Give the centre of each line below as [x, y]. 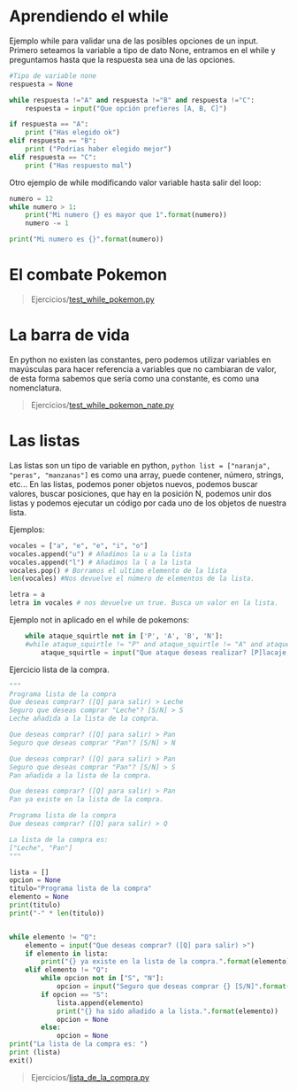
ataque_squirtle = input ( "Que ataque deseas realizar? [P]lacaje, [166, 653]
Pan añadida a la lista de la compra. [80, 775]
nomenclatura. [35, 388]
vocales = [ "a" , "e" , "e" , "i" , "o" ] [79, 545]
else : [51, 1028]
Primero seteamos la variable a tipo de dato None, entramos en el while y [142, 50]
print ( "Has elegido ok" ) [73, 133]
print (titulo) [35, 905]
